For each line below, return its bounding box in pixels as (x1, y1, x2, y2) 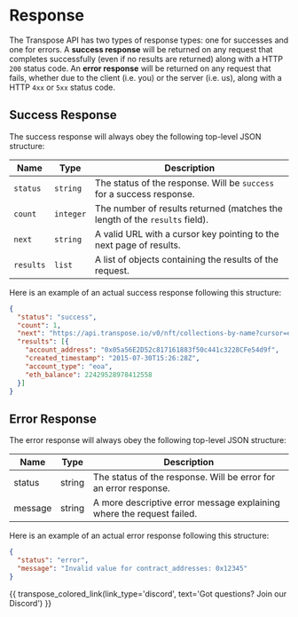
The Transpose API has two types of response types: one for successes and (9, 35, 289, 45)
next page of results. (94, 239, 181, 251)
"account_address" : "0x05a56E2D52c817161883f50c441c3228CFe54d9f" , (25, 345, 279, 355)
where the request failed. (92, 508, 198, 520)
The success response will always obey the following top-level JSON (9, 131, 262, 142)
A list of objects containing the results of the (94, 253, 279, 265)
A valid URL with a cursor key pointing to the (94, 227, 279, 240)
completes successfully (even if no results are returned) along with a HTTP (9, 53, 284, 64)
